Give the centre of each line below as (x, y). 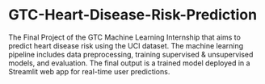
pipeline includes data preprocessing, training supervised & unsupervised (131, 54)
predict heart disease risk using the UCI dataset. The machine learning (126, 45)
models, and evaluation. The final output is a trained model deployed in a (129, 63)
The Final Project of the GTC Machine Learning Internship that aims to (124, 37)
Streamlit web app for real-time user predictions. (89, 71)
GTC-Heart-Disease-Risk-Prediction (132, 15)
